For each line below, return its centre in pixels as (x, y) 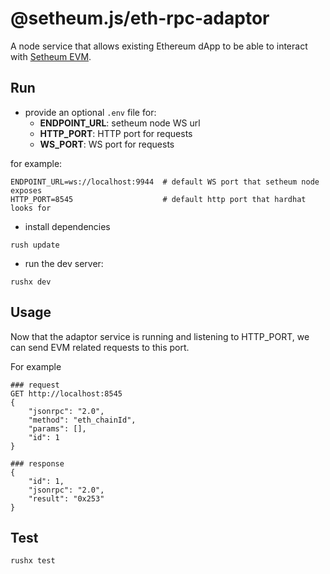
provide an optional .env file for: (90, 112)
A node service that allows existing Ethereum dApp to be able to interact (159, 46)
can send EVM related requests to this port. (100, 347)
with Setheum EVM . (51, 56)
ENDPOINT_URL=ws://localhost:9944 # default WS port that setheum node (165, 182)
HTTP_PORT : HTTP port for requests (116, 133)
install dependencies (67, 226)
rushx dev (31, 282)
